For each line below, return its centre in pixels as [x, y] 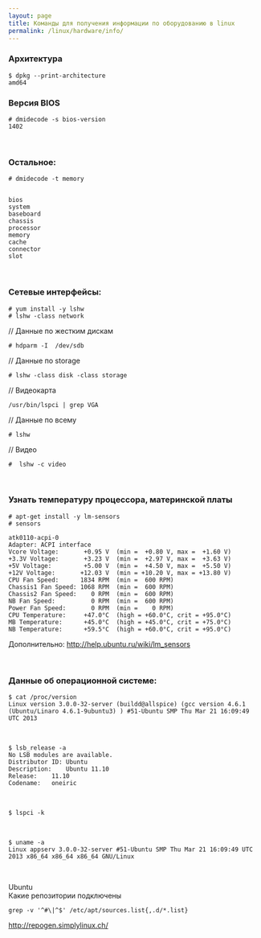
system [19, 207]
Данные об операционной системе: [83, 681]
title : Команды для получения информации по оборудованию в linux [122, 23]
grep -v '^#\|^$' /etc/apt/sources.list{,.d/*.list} [98, 911]
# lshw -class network [46, 316]
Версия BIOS [34, 103]
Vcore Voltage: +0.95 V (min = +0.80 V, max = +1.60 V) [120, 552]
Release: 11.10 [39, 776]
